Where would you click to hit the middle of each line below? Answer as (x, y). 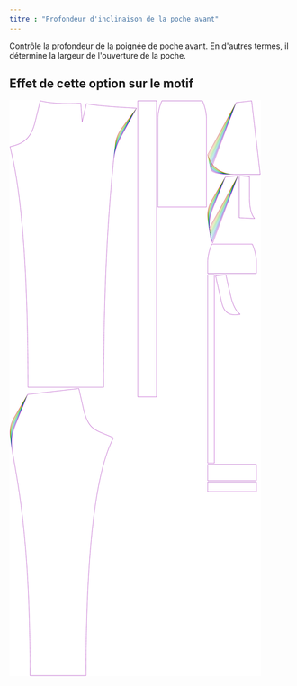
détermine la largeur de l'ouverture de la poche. (98, 55)
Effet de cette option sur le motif (102, 84)
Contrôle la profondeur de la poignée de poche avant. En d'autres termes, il (149, 46)
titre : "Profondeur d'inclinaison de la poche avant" (114, 19)
